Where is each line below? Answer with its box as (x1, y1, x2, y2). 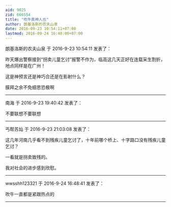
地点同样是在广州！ (5, 63, 46, 68)
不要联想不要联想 (5, 111, 41, 117)
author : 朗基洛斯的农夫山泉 (5, 21, 58, 27)
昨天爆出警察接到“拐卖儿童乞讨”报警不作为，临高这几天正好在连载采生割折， (5, 56, 165, 62)
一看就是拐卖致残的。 (5, 154, 50, 160)
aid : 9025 (5, 7, 26, 13)
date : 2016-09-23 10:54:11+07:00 (5, 26, 76, 31)
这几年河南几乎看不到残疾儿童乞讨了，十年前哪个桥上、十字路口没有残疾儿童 (5, 137, 166, 143)
